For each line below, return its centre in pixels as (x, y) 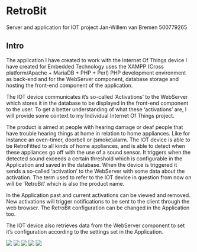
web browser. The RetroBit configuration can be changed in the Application (98, 208)
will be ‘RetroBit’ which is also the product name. (65, 183)
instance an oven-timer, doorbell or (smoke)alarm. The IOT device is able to (98, 140)
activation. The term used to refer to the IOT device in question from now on (99, 177)
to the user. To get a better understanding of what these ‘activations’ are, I (96, 109)
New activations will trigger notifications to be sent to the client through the (98, 201)
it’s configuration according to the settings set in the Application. (85, 231)
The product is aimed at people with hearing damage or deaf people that (95, 127)
